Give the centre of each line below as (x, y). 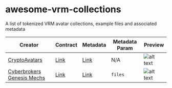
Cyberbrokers (25, 71)
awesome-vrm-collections (63, 9)
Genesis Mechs (26, 78)
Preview (154, 45)
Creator (29, 45)
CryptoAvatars (25, 60)
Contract (67, 45)
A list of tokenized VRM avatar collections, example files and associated (81, 24)
